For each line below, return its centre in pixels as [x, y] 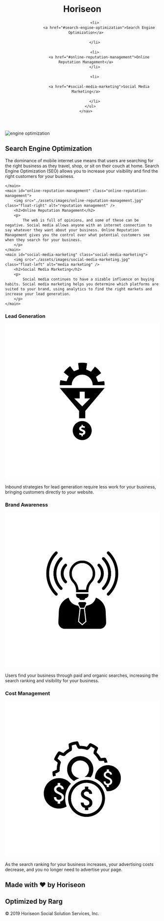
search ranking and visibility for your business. [52, 681]
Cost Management [28, 693]
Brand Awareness [26, 505]
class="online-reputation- [120, 191]
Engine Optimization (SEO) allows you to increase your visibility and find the [82, 171]
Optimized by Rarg [34, 902]
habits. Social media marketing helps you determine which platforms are [82, 284]
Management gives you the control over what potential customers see [78, 235]
